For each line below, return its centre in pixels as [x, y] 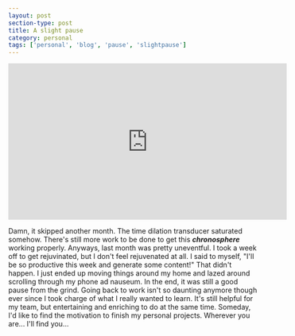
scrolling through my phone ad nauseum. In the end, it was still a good [123, 282]
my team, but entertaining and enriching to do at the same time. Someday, [130, 307]
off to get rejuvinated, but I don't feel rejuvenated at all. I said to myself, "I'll [131, 257]
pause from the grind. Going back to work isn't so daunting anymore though [133, 290]
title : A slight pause [46, 30]
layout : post [30, 15]
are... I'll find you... [39, 324]
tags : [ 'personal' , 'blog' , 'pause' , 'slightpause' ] [97, 45]
